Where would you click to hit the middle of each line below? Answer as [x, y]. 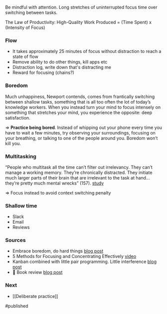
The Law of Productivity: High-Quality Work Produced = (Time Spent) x [79, 22]
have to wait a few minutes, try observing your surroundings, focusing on [81, 132]
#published [17, 306]
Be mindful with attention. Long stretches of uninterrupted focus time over [81, 7]
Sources [15, 240]
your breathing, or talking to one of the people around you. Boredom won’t [82, 138]
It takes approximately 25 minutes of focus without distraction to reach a [87, 51]
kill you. [13, 143]
